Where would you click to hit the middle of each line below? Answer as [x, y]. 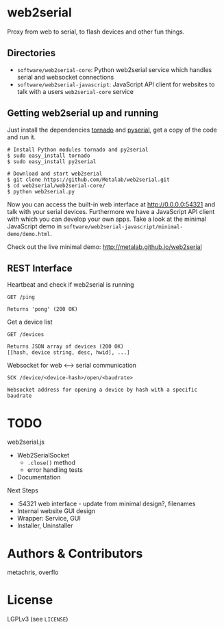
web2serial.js [26, 442]
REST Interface [40, 268]
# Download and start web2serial [55, 174]
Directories [32, 53]
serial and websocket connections [65, 77]
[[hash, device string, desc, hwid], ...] [69, 353]
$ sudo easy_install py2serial [52, 162]
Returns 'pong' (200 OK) [42, 309]
